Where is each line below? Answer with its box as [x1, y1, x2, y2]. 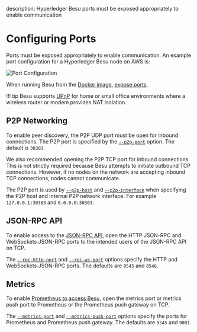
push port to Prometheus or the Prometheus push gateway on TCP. [6, 301, 170, 308]
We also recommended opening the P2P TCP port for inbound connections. [6, 155, 190, 162]
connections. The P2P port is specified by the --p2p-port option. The [6, 138, 175, 145]
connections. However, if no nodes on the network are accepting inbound [6, 168, 186, 175]
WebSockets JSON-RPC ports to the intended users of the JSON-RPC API [6, 238, 187, 245]
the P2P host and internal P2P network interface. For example [6, 192, 157, 199]
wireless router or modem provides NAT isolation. [6, 98, 127, 106]
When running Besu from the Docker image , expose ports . [6, 81, 148, 88]
